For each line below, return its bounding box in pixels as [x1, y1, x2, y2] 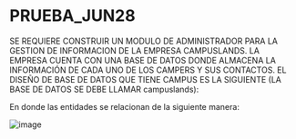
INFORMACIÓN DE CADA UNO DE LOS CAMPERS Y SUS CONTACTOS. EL [9, 65, 287, 75]
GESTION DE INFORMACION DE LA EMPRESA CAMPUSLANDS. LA [9, 45, 260, 55]
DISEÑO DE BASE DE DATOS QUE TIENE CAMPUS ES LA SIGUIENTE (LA [9, 74, 282, 84]
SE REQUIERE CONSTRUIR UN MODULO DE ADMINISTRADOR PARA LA [9, 35, 278, 46]
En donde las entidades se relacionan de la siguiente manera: [9, 101, 240, 112]
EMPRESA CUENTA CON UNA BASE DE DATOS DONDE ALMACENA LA [9, 55, 276, 65]
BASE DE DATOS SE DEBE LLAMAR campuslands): [9, 84, 199, 94]
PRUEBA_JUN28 [9, 5, 136, 26]
